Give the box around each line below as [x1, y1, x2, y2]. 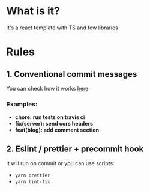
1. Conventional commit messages [6, 69, 137, 79]
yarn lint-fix [14, 179, 50, 185]
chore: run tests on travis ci [14, 114, 85, 121]
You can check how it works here [6, 85, 89, 92]
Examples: [6, 100, 38, 108]
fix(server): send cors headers [14, 120, 93, 127]
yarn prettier [14, 172, 50, 178]
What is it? [6, 4, 61, 18]
